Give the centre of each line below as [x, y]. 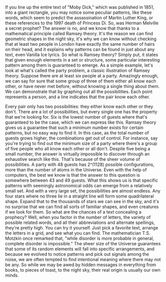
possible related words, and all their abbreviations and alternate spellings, [80, 222]
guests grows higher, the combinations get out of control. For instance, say [82, 138]
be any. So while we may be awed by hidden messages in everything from [81, 265]
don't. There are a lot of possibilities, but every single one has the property [81, 112]
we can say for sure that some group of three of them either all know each [81, 81]
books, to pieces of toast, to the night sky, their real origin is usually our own [83, 270]
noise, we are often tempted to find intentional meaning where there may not [83, 259]
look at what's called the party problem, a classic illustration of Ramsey [78, 70]
